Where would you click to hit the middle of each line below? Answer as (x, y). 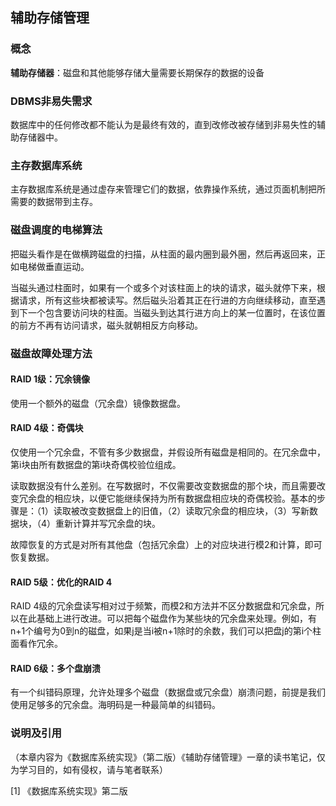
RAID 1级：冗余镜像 (50, 379)
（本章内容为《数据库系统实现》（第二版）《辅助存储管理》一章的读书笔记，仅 (168, 757)
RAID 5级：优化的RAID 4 (61, 582)
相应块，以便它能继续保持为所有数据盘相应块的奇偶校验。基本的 (185, 498)
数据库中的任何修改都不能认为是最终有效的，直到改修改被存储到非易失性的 (163, 124)
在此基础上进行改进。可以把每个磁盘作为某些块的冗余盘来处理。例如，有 (167, 619)
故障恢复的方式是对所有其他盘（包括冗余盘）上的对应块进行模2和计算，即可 (166, 544)
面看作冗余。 (36, 644)
